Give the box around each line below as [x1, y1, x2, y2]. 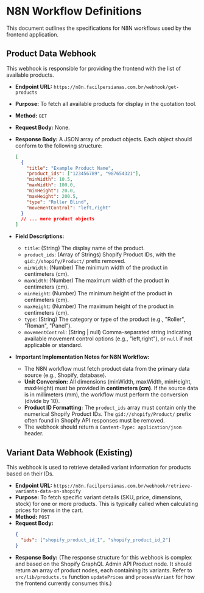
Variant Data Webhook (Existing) [6, 447, 133, 458]
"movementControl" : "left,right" [26, 205, 111, 211]
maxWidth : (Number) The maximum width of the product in [24, 277, 169, 284]
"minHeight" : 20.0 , [26, 188, 76, 194]
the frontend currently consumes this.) [15, 580, 112, 587]
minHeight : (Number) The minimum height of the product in [24, 290, 172, 297]
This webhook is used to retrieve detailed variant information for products [6, 463, 191, 471]
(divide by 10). [24, 398, 60, 405]
